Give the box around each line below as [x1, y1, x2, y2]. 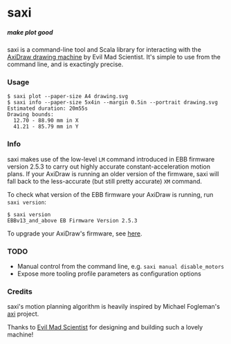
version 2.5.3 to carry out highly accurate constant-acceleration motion [7, 162, 211, 171]
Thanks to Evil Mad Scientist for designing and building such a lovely [7, 323, 203, 332]
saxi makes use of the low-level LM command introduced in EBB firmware [7, 155, 215, 163]
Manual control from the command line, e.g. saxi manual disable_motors [17, 262, 225, 271]
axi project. [7, 309, 39, 318]
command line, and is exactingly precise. [7, 60, 124, 68]
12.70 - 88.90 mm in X [13, 117, 79, 124]
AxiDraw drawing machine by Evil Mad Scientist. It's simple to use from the [7, 53, 221, 61]
